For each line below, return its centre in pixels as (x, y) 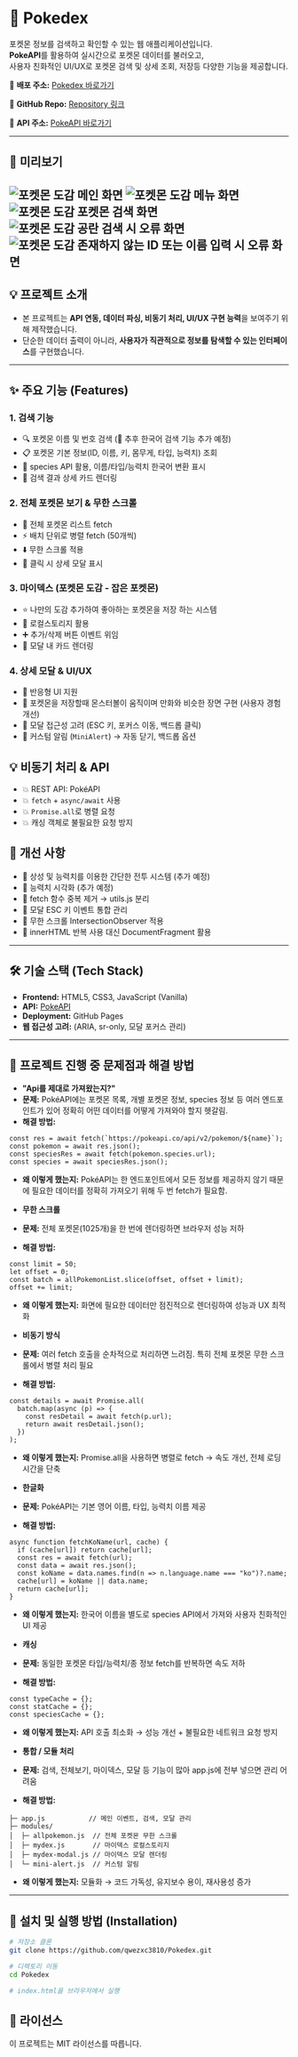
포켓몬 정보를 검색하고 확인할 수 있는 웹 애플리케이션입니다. (111, 44)
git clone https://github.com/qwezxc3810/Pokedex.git (111, 1951)
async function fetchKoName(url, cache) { (89, 1543)
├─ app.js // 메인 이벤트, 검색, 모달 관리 (100, 1819)
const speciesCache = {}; (57, 1715)
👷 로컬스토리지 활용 (55, 623)
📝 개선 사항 (38, 853)
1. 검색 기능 (31, 417)
